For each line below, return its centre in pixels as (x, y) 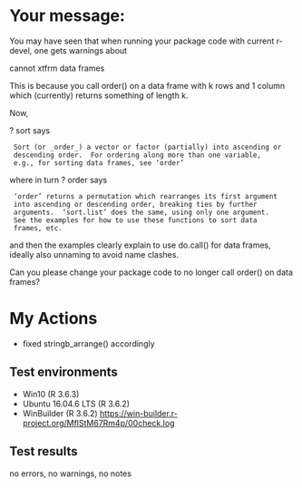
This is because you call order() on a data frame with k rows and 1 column (147, 85)
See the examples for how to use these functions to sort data (135, 220)
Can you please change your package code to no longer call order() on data (151, 272)
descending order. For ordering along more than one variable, (137, 155)
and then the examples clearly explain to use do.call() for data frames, (141, 245)
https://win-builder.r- (139, 413)
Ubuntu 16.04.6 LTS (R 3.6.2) (76, 404)
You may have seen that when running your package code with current (142, 41)
